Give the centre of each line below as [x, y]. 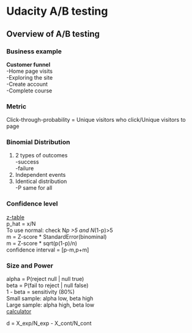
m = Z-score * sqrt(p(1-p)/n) [42, 243]
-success [27, 162]
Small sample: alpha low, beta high [50, 299]
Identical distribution [41, 181]
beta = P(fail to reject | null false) [47, 285]
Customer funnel [28, 64]
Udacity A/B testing [57, 11]
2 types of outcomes [41, 155]
